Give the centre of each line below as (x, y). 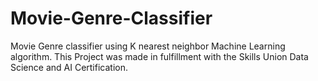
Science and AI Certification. (69, 67)
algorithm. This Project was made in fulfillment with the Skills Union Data (159, 56)
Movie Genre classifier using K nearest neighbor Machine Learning (148, 46)
